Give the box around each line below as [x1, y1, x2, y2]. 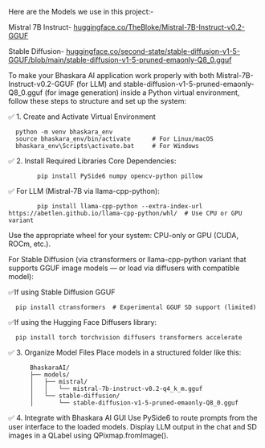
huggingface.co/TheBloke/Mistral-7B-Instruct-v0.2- [73, 23, 245, 31]
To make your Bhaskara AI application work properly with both [8, 71, 215, 80]
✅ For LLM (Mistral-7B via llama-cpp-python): [8, 187, 161, 195]
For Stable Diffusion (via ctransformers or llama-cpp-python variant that [8, 255, 247, 264]
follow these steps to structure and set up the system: [8, 97, 187, 105]
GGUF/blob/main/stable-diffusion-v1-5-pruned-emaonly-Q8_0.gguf [8, 55, 232, 64]
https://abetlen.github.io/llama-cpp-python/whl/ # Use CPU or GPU [8, 209, 243, 217]
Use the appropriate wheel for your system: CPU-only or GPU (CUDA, [8, 231, 239, 240]
